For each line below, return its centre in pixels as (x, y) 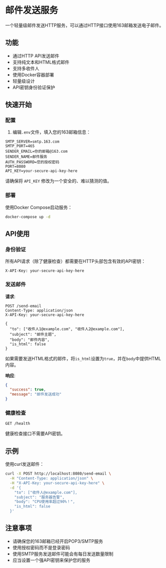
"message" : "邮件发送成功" (36, 394)
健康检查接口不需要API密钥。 (35, 433)
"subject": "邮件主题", (33, 334)
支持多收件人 (26, 68)
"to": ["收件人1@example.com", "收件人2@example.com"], (67, 329)
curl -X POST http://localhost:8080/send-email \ (58, 474)
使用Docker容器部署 (33, 75)
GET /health (18, 424)
